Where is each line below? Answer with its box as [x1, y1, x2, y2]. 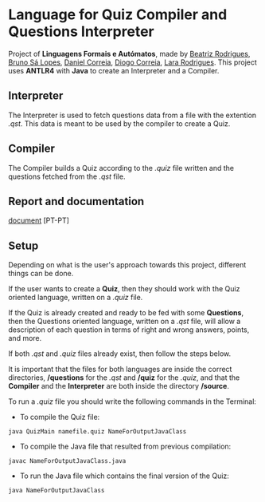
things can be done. [8, 269, 74, 279]
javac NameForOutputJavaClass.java [8, 457, 127, 465]
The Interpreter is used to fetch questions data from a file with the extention [8, 110, 257, 120]
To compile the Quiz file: [19, 413, 100, 422]
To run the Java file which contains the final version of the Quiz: [19, 471, 229, 480]
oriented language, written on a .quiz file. [8, 293, 143, 302]
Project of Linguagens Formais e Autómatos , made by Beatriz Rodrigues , [8, 49, 251, 58]
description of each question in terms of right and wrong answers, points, [8, 325, 250, 334]
